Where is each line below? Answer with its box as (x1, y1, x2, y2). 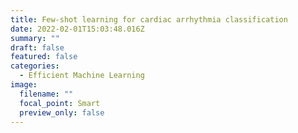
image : (10, 80, 38, 90)
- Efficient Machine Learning (19, 71, 145, 81)
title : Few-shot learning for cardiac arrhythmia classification (10, 14, 288, 25)
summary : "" (10, 33, 60, 43)
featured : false (10, 52, 78, 62)
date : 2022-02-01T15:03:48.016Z (10, 24, 145, 34)
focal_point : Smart (19, 98, 101, 108)
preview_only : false (19, 107, 105, 118)
